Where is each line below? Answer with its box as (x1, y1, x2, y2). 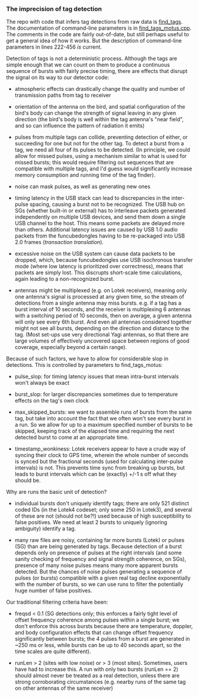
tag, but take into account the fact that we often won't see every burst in (14, 415, 191, 422)
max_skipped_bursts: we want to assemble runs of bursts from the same (14, 408, 192, 416)
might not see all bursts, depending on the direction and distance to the (14, 325, 190, 332)
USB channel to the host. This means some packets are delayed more (14, 220, 185, 227)
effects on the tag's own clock (14, 397, 89, 404)
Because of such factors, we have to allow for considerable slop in (6, 355, 169, 362)
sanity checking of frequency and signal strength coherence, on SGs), (14, 556, 187, 563)
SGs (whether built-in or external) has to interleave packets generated (14, 207, 186, 214)
